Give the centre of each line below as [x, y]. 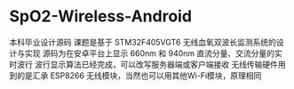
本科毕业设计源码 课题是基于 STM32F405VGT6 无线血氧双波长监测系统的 [143, 42]
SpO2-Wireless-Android [101, 16]
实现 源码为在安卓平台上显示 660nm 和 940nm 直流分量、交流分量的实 [153, 53]
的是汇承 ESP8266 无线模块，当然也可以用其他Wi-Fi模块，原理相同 [139, 75]
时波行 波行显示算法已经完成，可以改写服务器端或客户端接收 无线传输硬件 [143, 64]
